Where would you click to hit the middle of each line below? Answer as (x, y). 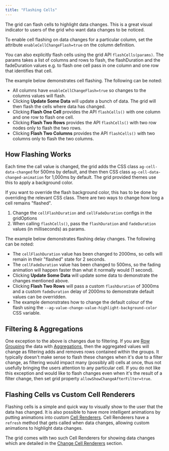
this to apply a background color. (39, 183)
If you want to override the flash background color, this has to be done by (81, 192)
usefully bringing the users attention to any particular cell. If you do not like (83, 368)
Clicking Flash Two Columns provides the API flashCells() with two (83, 133)
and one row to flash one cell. (43, 117)
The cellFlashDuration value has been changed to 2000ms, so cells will (87, 254)
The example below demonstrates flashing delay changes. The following (80, 239)
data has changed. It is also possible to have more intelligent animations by (83, 412)
